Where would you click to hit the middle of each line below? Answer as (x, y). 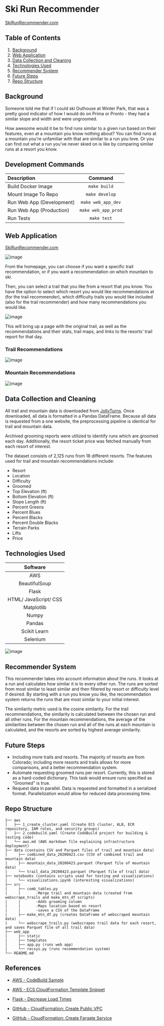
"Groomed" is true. (31, 783)
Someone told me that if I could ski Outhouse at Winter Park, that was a (77, 108)
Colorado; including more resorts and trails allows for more (71, 762)
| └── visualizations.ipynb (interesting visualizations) (70, 880)
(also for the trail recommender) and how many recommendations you (76, 302)
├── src (13, 884)
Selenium (35, 639)
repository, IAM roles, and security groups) (52, 829)
